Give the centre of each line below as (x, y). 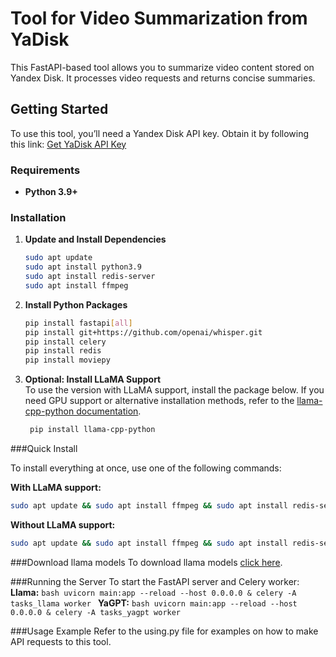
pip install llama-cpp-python (92, 430)
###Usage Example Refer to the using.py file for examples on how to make (164, 631)
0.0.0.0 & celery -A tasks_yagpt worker (96, 612)
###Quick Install (44, 449)
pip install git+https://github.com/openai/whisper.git (143, 332)
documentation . (109, 411)
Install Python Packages (76, 304)
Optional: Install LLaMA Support (93, 379)
